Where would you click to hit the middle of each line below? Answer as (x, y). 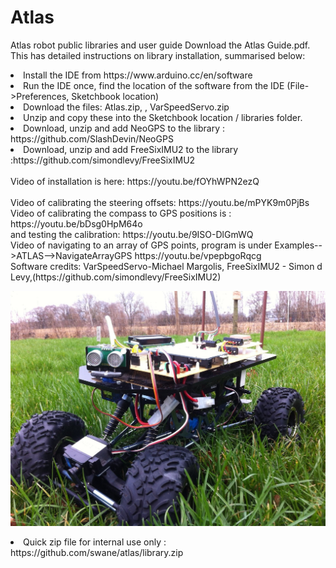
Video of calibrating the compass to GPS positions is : (121, 213)
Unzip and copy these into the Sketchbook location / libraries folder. (163, 117)
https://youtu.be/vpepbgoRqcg (198, 255)
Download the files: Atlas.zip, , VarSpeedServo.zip (126, 107)
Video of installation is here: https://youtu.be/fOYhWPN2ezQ (135, 181)
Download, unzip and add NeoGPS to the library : (124, 128)
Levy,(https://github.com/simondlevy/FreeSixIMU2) (116, 277)
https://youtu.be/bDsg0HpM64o (76, 223)
